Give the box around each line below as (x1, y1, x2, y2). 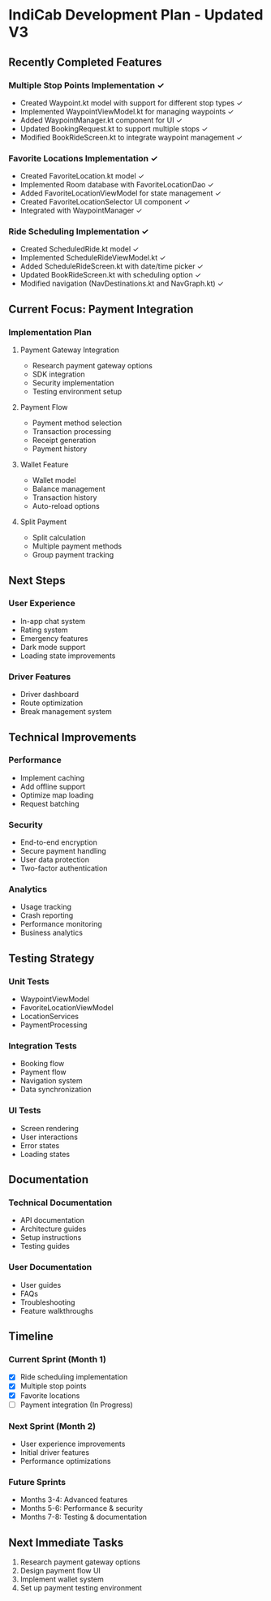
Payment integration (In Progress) (19, 1400, 134, 1409)
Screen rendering (19, 1123, 80, 1133)
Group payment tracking (32, 550, 114, 560)
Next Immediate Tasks (8, 1535, 124, 1549)
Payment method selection (32, 418, 123, 428)
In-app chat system (19, 616, 86, 626)
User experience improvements (19, 1439, 126, 1448)
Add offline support (19, 781, 86, 791)
